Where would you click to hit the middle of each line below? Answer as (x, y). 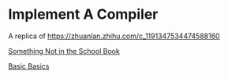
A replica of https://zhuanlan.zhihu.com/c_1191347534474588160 (114, 36)
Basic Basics (29, 66)
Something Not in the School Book (64, 51)
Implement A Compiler (83, 14)
